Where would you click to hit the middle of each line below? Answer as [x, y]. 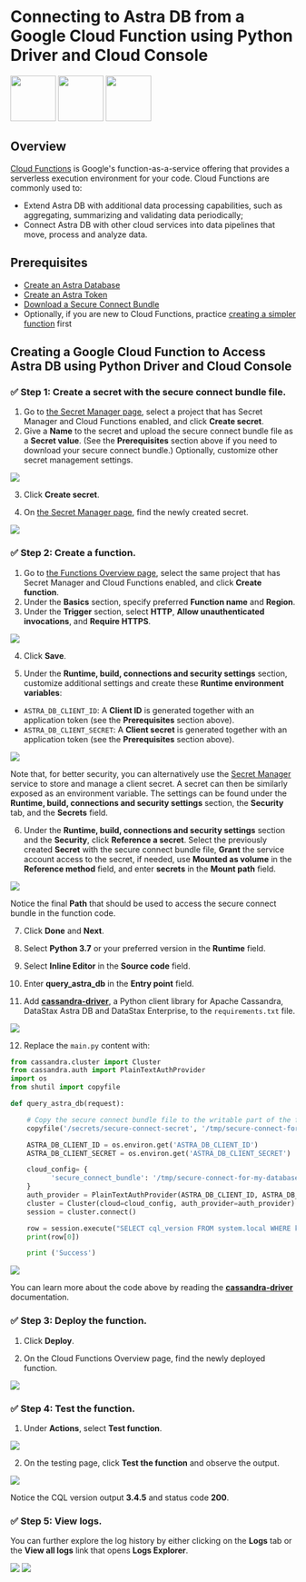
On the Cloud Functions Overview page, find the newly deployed [144, 1358]
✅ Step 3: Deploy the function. [79, 1321]
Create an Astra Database [72, 284]
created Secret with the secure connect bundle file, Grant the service [154, 849]
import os [29, 1079]
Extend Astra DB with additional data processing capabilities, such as [153, 205]
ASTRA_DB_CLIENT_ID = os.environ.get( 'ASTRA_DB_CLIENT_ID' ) [143, 1145]
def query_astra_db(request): [68, 1104]
